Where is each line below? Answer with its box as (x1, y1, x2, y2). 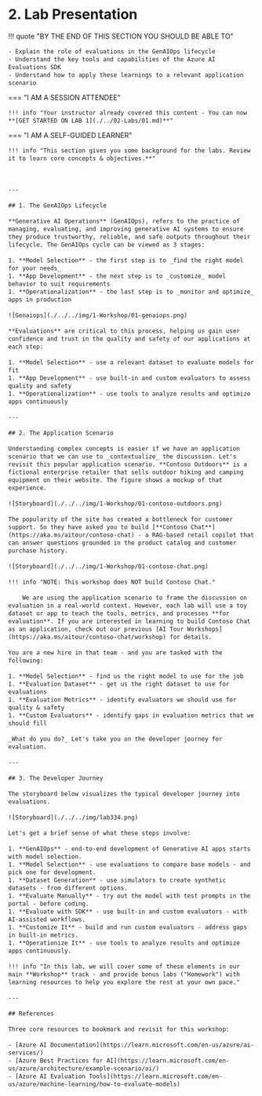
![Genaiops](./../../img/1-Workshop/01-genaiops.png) (8, 311, 188, 319)
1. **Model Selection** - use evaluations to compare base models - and (8, 861, 251, 868)
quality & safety (8, 704, 65, 712)
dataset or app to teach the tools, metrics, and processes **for (8, 610, 230, 617)
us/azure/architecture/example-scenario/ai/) (8, 1065, 159, 1072)
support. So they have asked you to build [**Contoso (8, 523, 188, 531)
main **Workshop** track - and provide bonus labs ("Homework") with (8, 970, 241, 978)
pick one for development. (8, 868, 96, 876)
